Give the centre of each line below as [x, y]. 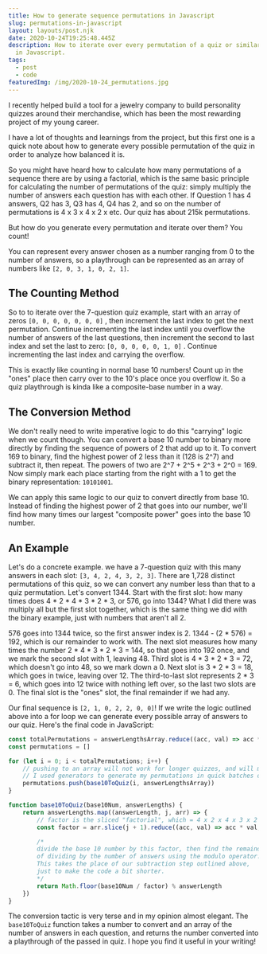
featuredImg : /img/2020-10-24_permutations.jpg [89, 82]
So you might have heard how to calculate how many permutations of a [125, 170]
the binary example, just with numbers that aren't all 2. [97, 617]
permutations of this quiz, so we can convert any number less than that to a [132, 584]
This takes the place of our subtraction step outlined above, [143, 864]
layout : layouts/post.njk [51, 30]
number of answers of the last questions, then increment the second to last [131, 338]
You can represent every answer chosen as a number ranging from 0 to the [132, 251]
